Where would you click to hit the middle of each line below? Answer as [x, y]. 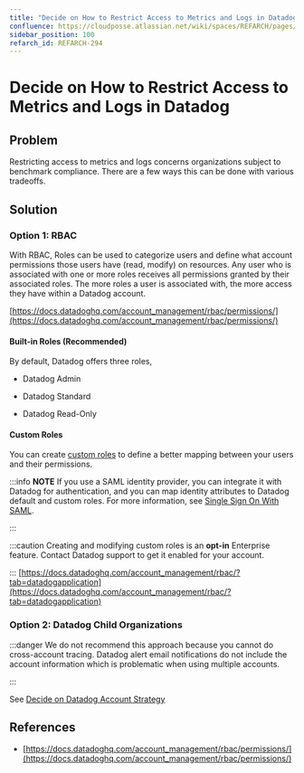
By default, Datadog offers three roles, [81, 362]
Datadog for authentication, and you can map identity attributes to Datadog [149, 491]
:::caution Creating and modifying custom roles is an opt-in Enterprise [140, 546]
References [43, 727]
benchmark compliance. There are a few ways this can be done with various [152, 172]
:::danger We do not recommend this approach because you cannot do [142, 645]
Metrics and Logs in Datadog [120, 107]
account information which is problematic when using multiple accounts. [145, 664]
